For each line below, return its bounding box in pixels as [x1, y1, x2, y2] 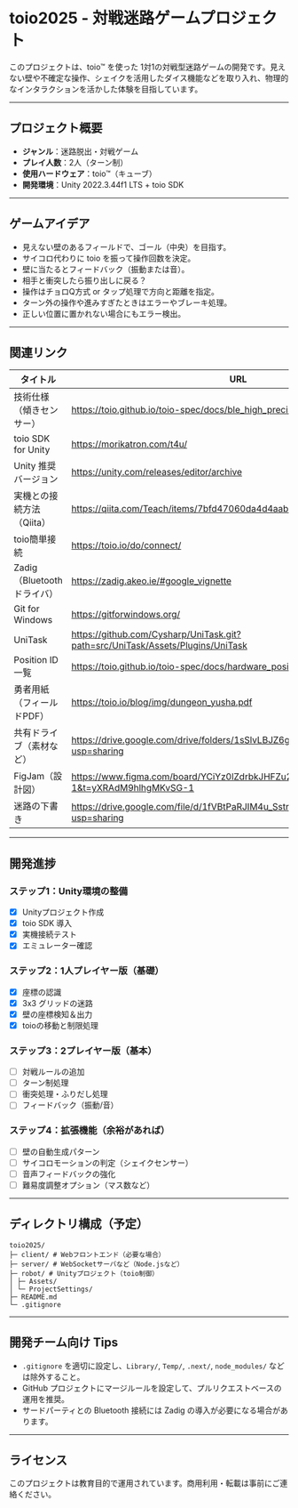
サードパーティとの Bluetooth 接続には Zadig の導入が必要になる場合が [21, 1405, 281, 1415]
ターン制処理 [21, 1077, 69, 1088]
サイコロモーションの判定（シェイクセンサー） [21, 1157, 193, 1168]
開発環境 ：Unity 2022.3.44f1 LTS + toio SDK [21, 179, 184, 190]
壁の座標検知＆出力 [21, 1009, 93, 1020]
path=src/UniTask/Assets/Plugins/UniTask [71, 640, 248, 652]
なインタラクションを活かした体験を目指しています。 [9, 84, 203, 94]
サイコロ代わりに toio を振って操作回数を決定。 [21, 253, 196, 263]
